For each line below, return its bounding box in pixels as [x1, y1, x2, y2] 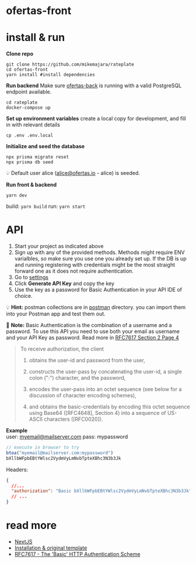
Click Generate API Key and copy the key [14, 280, 115, 287]
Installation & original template [14, 544, 87, 551]
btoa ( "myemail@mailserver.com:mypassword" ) [6, 449, 114, 456]
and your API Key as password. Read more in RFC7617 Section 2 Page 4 [6, 334, 179, 341]
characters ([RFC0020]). [43, 416, 103, 423]
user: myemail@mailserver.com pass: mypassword [6, 433, 128, 440]
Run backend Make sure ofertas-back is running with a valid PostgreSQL [6, 82, 182, 89]
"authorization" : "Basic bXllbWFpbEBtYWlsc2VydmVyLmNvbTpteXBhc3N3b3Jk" [11, 488, 192, 494]
